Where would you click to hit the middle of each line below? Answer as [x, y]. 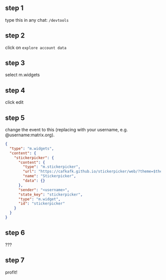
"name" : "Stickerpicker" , [50, 176]
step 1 [14, 8]
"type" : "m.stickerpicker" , [52, 167]
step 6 [15, 233]
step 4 [15, 90]
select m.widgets [22, 75]
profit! [11, 272]
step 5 [15, 118]
